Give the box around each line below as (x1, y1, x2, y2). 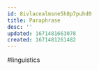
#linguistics (7, 56, 40, 64)
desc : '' (7, 23, 33, 30)
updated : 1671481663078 (7, 30, 77, 37)
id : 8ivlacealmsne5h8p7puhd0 (7, 10, 92, 18)
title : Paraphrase (7, 17, 61, 24)
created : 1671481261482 (7, 37, 77, 44)
